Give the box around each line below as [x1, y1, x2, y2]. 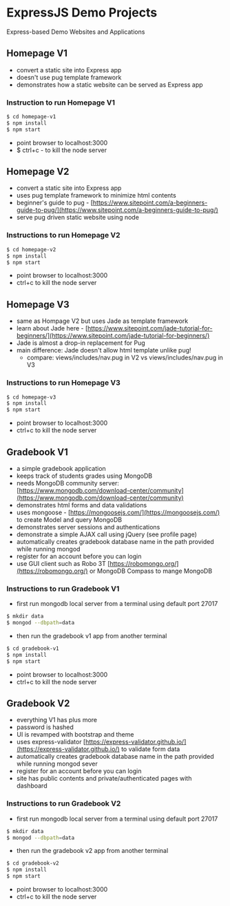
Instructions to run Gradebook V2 [6, 799, 121, 808]
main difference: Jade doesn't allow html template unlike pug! [16, 346, 191, 355]
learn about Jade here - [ [16, 324, 88, 333]
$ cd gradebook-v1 [6, 645, 59, 652]
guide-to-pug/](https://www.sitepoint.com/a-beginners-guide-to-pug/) [16, 206, 218, 214]
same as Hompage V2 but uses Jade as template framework [16, 317, 189, 325]
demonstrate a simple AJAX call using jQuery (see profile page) [16, 530, 198, 538]
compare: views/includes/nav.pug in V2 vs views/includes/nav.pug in [26, 353, 223, 362]
